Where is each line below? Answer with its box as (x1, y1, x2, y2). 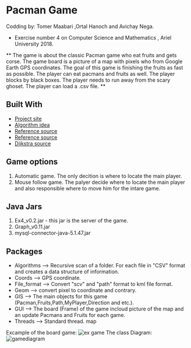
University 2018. (14, 40, 54, 47)
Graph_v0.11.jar (14, 223, 51, 231)
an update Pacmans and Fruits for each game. (14, 312, 126, 319)
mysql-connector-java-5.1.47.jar (14, 229, 91, 236)
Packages (6, 246, 43, 256)
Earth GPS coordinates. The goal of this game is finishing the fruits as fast (6, 64, 183, 71)
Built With (6, 100, 43, 110)
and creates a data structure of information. (14, 268, 119, 275)
